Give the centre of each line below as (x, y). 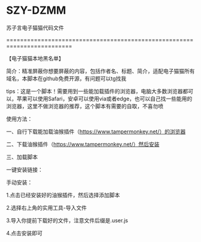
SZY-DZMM (36, 10)
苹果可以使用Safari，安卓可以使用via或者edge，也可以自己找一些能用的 (104, 99)
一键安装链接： (25, 169)
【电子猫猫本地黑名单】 (35, 58)
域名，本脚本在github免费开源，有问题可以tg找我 (66, 78)
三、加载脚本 (22, 157)
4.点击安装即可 (25, 233)
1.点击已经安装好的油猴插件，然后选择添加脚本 (63, 195)
